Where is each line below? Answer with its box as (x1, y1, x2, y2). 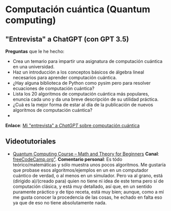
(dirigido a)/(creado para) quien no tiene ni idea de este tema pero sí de (12, 178, 164, 184)
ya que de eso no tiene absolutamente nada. (12, 199, 107, 205)
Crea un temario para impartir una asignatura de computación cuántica (12, 58, 163, 64)
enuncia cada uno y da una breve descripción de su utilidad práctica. (12, 96, 159, 102)
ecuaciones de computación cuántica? (12, 85, 95, 91)
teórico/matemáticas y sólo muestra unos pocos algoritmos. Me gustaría (12, 161, 166, 168)
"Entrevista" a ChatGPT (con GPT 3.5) (5, 35, 129, 43)
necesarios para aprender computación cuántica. (12, 75, 117, 80)
